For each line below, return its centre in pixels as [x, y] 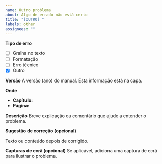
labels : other [20, 24]
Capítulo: [23, 100]
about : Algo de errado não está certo [46, 15]
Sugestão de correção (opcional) [41, 131]
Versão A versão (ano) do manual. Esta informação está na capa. [74, 81]
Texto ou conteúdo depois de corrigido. [47, 141]
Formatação [25, 59]
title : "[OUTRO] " [25, 19]
